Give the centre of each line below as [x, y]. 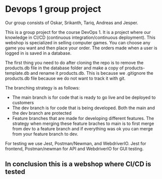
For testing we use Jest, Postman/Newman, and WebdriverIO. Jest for [76, 143]
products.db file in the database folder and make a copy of [65, 68]
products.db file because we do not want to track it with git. [66, 78]
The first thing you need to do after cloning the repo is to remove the [74, 62]
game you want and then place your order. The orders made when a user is [81, 48]
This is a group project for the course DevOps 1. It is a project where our [78, 32]
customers [23, 102]
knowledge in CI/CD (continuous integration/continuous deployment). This [80, 37]
